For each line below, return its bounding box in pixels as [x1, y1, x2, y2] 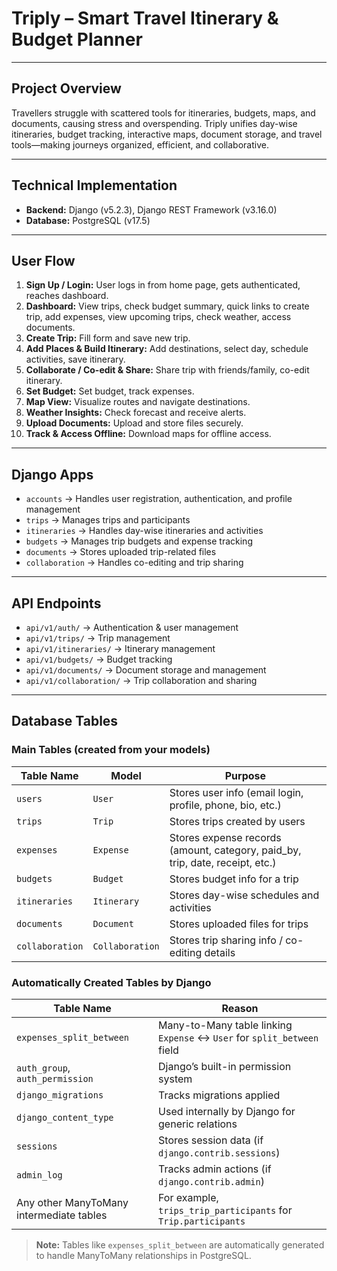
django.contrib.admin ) [158, 1174, 265, 1188]
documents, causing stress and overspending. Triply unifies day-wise [11, 117, 298, 129]
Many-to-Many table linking [158, 1018, 293, 1032]
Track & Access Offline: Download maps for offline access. [25, 428, 272, 440]
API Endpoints [11, 595, 102, 612]
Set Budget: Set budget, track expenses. [25, 385, 195, 397]
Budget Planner [11, 28, 143, 51]
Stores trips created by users [169, 814, 306, 828]
